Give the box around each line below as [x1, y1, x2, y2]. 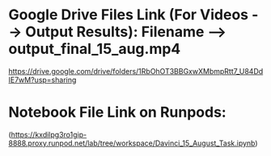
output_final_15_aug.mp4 [8, 40, 181, 58]
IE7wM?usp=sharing [8, 75, 77, 84]
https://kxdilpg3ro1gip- [11, 129, 87, 139]
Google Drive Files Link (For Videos [8, 6, 249, 24]
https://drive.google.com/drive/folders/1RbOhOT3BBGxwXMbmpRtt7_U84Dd [8, 66, 264, 76]
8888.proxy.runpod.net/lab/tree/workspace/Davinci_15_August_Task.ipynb [8, 138, 256, 148]
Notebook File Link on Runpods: [8, 103, 227, 121]
